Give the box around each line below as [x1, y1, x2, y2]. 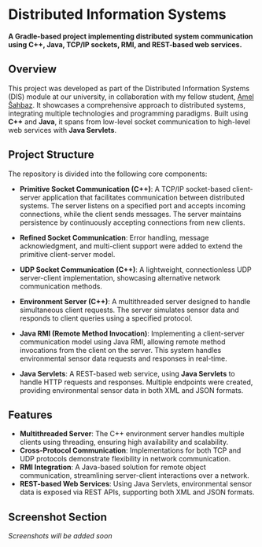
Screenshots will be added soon [8, 531, 113, 541]
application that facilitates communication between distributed [42, 193, 245, 202]
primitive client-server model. [19, 249, 116, 259]
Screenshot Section [8, 510, 108, 523]
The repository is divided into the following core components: [8, 169, 208, 178]
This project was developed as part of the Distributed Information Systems [8, 83, 250, 93]
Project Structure [8, 148, 94, 162]
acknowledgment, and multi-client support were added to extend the [19, 241, 243, 251]
